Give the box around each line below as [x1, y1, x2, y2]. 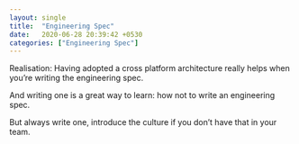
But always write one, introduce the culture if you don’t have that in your [9, 117, 277, 128]
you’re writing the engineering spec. [9, 73, 144, 84]
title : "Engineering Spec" [9, 22, 115, 31]
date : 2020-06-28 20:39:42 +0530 [9, 30, 143, 39]
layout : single [9, 13, 67, 22]
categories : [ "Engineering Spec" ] [9, 38, 140, 48]
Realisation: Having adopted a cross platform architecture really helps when [9, 63, 291, 74]
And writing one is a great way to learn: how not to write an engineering [9, 90, 276, 101]
